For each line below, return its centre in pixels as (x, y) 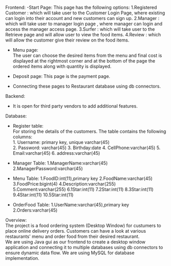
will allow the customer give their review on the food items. (67, 40)
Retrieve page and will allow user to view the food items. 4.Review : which (83, 35)
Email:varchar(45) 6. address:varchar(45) (56, 153)
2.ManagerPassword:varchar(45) (48, 168)
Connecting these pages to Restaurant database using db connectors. (87, 86)
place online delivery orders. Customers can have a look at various (76, 231)
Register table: (28, 126)
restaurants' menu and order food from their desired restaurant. (72, 236)
